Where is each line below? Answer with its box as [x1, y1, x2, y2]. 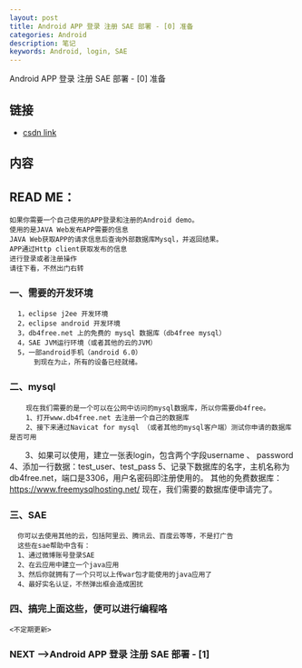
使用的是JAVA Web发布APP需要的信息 [9, 225, 129, 234]
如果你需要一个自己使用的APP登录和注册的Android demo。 [9, 215, 200, 225]
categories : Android [9, 30, 88, 39]
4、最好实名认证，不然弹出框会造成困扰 [17, 580, 143, 589]
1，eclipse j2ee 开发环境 [17, 310, 109, 319]
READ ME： [9, 189, 75, 204]
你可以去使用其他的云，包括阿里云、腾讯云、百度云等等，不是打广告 [17, 532, 234, 541]
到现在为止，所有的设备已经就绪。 [33, 358, 142, 367]
